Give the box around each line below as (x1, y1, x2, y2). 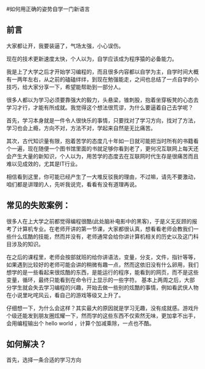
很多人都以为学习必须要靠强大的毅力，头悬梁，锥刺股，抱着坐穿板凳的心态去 (6, 96, 199, 104)
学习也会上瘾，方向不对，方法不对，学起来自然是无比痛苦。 (6, 124, 156, 132)
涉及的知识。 (11, 240, 44, 248)
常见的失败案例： (6, 200, 71, 211)
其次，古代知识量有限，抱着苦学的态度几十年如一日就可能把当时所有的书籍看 (6, 137, 199, 144)
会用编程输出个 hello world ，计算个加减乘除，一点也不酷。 (6, 319, 155, 327)
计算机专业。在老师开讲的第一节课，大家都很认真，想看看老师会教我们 (16, 225, 193, 233)
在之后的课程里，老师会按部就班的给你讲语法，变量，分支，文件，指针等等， (6, 253, 199, 261)
